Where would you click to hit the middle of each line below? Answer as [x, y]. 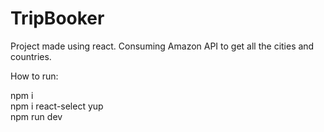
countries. [31, 56]
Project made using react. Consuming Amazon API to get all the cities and [162, 46]
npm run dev [36, 116]
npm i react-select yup [57, 106]
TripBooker [57, 18]
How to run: [34, 76]
